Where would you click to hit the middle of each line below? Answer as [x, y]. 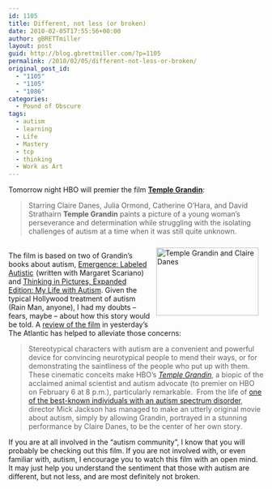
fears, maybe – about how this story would [79, 316]
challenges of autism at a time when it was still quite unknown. [132, 231]
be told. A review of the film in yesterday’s [78, 324]
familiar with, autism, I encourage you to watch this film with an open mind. [133, 460]
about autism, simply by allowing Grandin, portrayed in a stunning [138, 418]
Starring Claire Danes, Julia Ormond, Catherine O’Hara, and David [138, 206]
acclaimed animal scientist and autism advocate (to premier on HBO [141, 384]
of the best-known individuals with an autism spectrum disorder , [136, 401]
